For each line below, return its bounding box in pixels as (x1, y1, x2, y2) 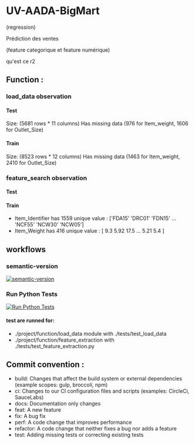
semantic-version (6, 262, 58, 270)
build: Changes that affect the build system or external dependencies (14, 375, 183, 382)
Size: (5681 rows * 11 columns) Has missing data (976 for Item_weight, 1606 (6, 120, 189, 127)
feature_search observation (6, 173, 88, 182)
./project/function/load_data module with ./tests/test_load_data (14, 330, 167, 337)
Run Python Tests (6, 290, 58, 298)
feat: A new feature (14, 406, 62, 413)
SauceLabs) (14, 394, 44, 401)
